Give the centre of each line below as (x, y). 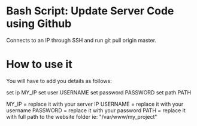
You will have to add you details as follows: (59, 81)
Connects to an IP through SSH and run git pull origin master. (81, 40)
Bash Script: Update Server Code (90, 11)
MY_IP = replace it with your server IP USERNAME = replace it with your (95, 104)
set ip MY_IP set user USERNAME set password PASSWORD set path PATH (99, 92)
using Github (39, 24)
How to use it (40, 64)
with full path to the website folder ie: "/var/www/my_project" (82, 116)
